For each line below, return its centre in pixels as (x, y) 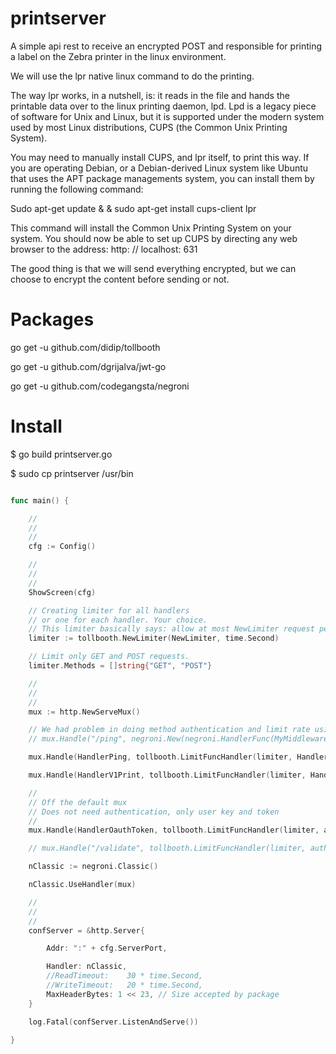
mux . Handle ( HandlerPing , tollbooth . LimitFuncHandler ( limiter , (160, 757)
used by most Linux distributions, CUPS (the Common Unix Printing (149, 127)
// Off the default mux (78, 802)
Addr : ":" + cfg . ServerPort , (107, 948)
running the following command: (77, 189)
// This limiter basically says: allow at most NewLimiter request (171, 629)
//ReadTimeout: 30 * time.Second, (124, 976)
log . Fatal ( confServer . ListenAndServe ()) (113, 1022)
